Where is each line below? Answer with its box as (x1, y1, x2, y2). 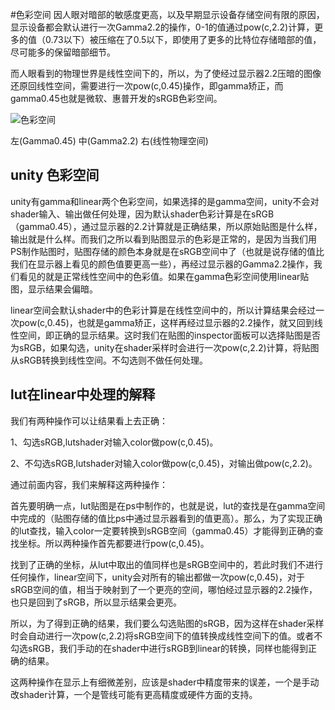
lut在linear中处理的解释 (10, 386, 156, 403)
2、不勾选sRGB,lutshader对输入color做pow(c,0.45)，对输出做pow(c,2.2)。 (10, 457, 318, 469)
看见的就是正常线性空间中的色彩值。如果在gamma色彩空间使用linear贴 (18, 270, 310, 282)
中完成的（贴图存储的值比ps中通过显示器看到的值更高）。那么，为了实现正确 (10, 512, 323, 524)
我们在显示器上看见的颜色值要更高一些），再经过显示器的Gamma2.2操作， (10, 258, 314, 270)
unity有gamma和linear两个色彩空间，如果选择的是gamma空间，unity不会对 (10, 195, 320, 207)
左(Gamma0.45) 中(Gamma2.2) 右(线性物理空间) (10, 135, 209, 147)
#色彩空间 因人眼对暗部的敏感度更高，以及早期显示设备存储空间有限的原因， (10, 9, 325, 20)
